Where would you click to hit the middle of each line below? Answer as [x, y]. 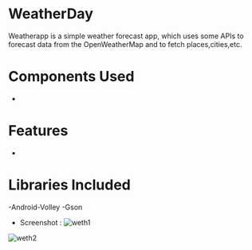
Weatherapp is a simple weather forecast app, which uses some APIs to [126, 36]
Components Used [71, 77]
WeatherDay [51, 14]
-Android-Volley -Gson [45, 207]
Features [38, 131]
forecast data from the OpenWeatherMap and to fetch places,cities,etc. [125, 44]
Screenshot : [41, 222]
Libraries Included [70, 185]
